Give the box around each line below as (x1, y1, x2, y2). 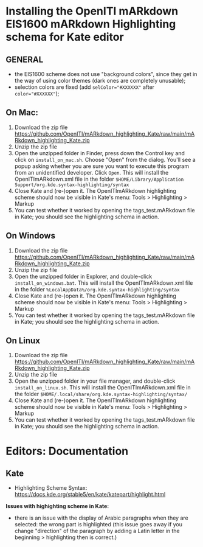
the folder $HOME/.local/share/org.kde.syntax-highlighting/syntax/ (14, 391, 188, 398)
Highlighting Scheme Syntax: (14, 484, 88, 492)
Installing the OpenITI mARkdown (5, 4, 179, 18)
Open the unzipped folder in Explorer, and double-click (14, 273, 153, 280)
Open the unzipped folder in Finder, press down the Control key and (14, 149, 185, 156)
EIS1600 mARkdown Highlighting (5, 17, 176, 31)
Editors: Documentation (5, 444, 129, 458)
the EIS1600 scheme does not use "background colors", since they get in (14, 71, 198, 77)
